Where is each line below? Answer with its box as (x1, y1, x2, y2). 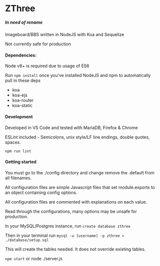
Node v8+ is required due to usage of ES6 (5, 63, 89, 69)
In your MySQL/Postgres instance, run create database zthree (5, 223, 131, 229)
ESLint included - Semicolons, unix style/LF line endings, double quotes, (5, 134, 150, 140)
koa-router (12, 97, 34, 103)
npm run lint (5, 149, 32, 153)
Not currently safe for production (5, 41, 71, 47)
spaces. (5, 139, 21, 145)
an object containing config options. (5, 190, 77, 195)
